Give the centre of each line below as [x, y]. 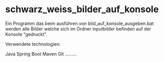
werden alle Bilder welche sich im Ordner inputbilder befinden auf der [78, 28]
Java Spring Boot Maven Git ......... [41, 54]
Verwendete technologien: [33, 44]
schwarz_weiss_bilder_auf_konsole [82, 9]
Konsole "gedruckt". [26, 34]
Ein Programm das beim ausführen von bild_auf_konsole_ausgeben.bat [80, 23]
